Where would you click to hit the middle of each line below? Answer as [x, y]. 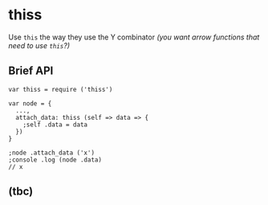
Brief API [31, 71]
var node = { [30, 103]
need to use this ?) [39, 45]
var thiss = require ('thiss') [61, 89]
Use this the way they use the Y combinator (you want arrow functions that [134, 37]
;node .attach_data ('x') [51, 153]
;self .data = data [55, 125]
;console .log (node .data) [55, 160]
